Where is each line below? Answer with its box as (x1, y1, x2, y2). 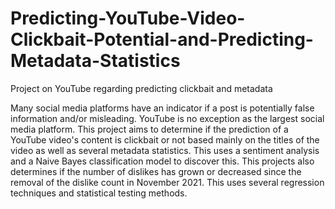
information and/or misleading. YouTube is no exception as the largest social (10, 112, 325, 124)
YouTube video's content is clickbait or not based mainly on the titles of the (10, 133, 320, 146)
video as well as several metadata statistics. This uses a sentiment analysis (10, 144, 320, 156)
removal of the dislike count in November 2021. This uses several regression (10, 176, 325, 188)
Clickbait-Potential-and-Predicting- (10, 28, 314, 51)
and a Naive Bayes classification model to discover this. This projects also (10, 155, 315, 167)
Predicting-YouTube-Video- (10, 7, 246, 30)
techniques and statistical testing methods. (10, 187, 188, 199)
